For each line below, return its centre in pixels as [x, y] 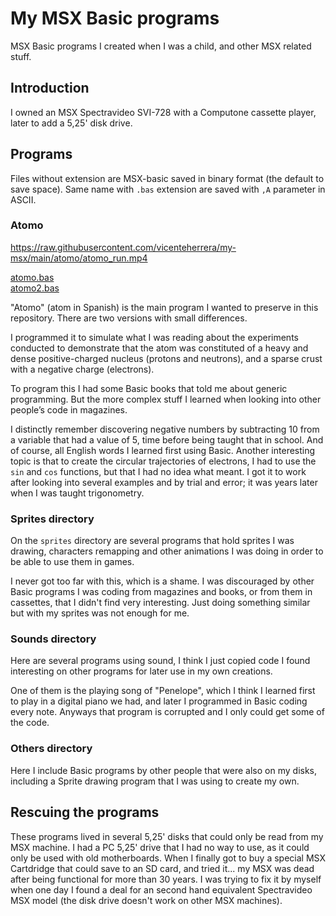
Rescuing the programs [85, 812]
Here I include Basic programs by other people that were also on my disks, [164, 770]
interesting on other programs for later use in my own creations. [141, 671]
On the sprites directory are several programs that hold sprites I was [152, 541]
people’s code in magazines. [69, 409]
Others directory [51, 749]
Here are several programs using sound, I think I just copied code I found [160, 661]
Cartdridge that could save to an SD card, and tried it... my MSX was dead [162, 868]
